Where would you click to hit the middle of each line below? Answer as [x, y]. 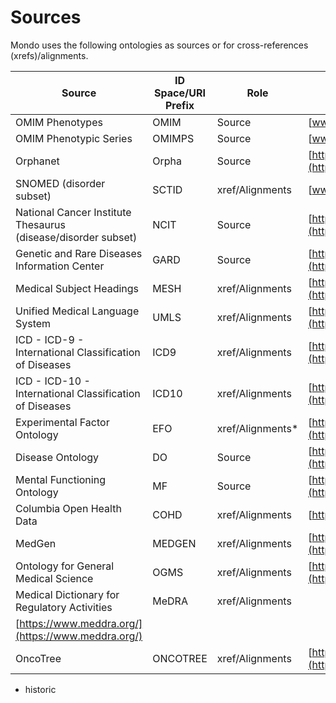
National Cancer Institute [73, 212]
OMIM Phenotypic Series [74, 138]
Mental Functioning [60, 479]
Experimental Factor [62, 422]
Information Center [60, 266]
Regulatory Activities [64, 607]
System [33, 323]
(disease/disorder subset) [76, 237]
